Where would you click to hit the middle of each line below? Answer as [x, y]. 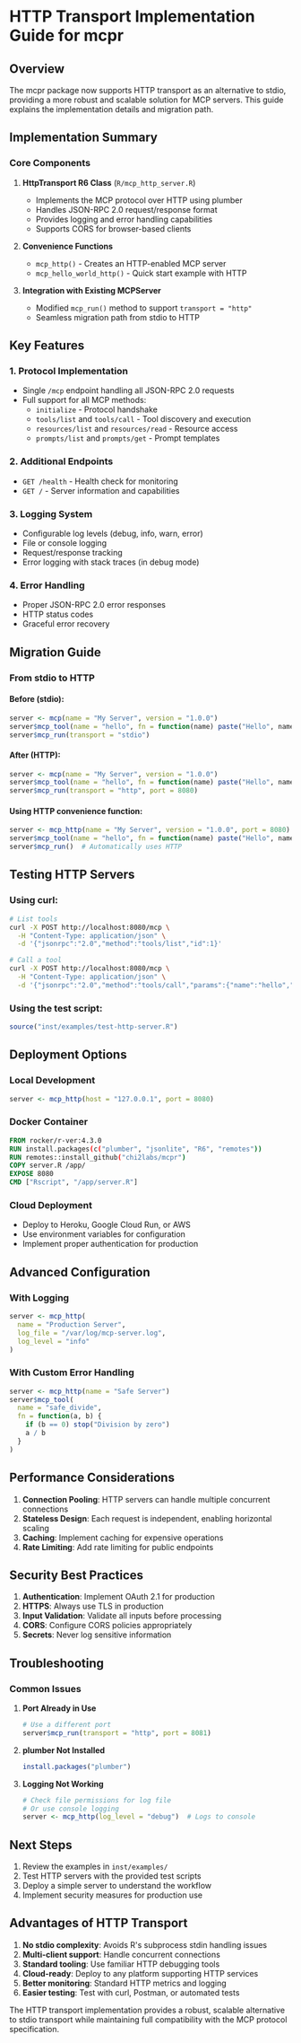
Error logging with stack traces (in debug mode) [111, 562]
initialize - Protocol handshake [97, 409]
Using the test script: [56, 1008]
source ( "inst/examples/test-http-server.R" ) [94, 1027]
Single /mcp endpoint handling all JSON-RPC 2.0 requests [128, 390]
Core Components [50, 163]
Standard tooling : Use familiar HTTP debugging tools [121, 1964]
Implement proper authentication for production [110, 1244]
